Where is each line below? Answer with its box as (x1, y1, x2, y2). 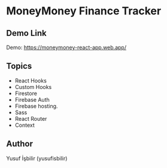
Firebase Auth (14, 96, 50, 103)
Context (14, 121, 35, 129)
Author (6, 139, 33, 149)
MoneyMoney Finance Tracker (6, 4, 162, 18)
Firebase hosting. (14, 102, 58, 109)
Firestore (14, 90, 38, 97)
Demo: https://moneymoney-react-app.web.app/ (6, 44, 127, 51)
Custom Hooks (14, 83, 52, 90)
